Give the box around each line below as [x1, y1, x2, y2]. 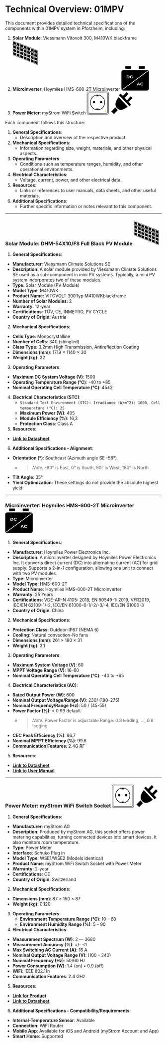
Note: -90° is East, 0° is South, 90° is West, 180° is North [32, 465, 149, 471]
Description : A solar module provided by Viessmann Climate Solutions [12, 266, 157, 272]
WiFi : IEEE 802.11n [12, 968, 50, 974]
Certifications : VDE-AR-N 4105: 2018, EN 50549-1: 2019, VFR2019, [12, 597, 150, 603]
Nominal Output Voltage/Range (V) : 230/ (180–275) [12, 697, 120, 703]
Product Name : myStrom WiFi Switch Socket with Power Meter [12, 860, 142, 866]
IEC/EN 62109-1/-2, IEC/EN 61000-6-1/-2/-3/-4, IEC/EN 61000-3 [12, 602, 144, 608]
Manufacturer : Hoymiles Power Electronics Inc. [12, 549, 110, 555]
